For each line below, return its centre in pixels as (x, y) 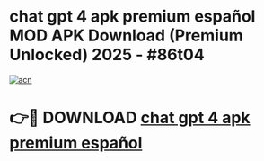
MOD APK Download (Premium (127, 36)
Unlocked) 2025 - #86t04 (107, 55)
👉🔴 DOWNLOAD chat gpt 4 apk (130, 118)
